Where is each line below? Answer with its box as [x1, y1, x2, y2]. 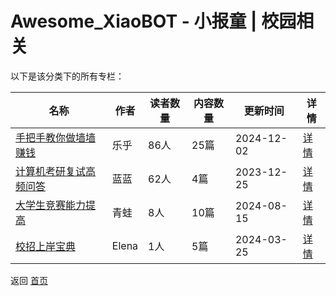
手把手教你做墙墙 [15, 130, 97, 144]
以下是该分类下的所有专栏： [10, 70, 125, 82]
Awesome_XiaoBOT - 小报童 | [10, 10, 258, 33]
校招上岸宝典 [15, 239, 77, 253]
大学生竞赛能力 [15, 198, 87, 212]
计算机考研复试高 [15, 164, 97, 178]
